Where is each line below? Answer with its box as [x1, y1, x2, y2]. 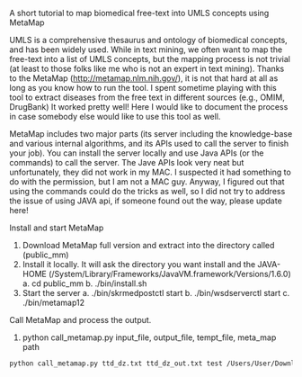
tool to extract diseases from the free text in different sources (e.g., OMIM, [9, 92, 285, 103]
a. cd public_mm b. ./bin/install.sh [22, 278, 147, 289]
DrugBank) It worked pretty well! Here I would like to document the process [9, 102, 289, 112]
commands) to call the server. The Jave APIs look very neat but [9, 157, 244, 167]
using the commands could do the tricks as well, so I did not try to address [9, 186, 286, 196]
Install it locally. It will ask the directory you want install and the [22, 259, 256, 269]
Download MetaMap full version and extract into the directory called [22, 240, 275, 250]
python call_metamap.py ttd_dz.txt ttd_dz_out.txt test [9, 359, 223, 368]
